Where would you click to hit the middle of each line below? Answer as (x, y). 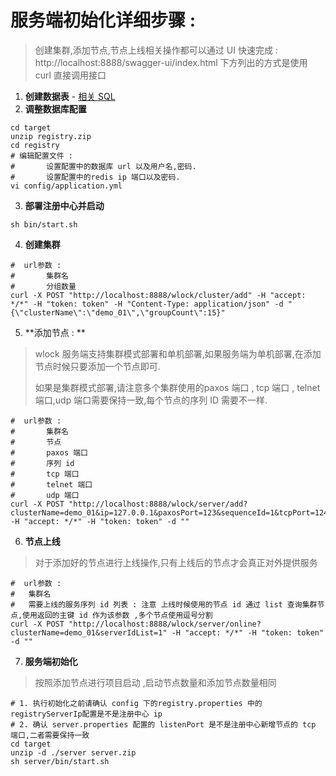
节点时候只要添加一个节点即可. (97, 366)
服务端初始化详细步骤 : (103, 20)
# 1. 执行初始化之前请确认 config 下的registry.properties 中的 (136, 703)
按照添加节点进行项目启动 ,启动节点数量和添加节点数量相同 (155, 682)
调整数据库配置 (55, 108)
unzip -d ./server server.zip (73, 752)
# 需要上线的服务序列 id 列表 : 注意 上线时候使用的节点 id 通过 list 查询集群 (164, 604)
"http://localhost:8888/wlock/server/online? (165, 624)
